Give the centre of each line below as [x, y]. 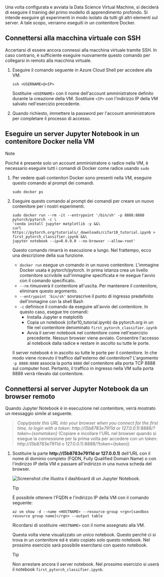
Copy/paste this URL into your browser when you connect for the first [87, 423]
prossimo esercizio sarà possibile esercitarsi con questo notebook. [80, 545]
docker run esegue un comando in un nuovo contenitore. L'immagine [89, 265]
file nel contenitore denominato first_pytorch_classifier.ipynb [92, 327]
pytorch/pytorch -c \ [34, 220]
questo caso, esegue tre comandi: [54, 312]
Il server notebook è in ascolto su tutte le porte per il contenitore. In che [84, 353]
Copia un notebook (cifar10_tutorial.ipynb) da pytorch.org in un [90, 322]
